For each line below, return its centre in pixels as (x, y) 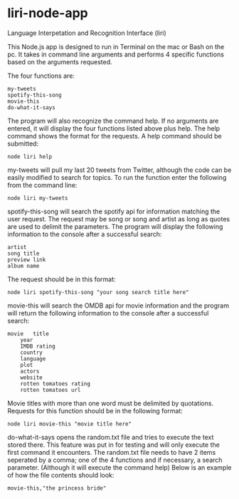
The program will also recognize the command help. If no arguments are (113, 121)
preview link (27, 259)
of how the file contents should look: (61, 475)
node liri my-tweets (38, 198)
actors (30, 371)
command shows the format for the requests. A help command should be (115, 136)
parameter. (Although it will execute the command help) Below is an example (120, 467)
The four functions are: (41, 76)
